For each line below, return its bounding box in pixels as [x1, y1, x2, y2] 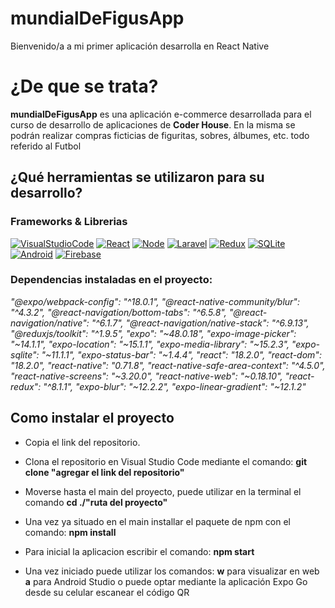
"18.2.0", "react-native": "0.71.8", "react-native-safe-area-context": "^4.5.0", [10, 359, 326, 371]
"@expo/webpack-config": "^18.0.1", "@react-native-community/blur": [10, 295, 300, 307]
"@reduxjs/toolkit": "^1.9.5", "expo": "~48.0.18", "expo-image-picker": [10, 327, 297, 339]
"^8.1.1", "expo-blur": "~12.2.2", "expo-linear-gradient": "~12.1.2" [43, 380, 307, 392]
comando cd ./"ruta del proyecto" [24, 496, 168, 508]
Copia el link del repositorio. [24, 436, 141, 448]
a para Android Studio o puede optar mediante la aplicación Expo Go [24, 575, 308, 587]
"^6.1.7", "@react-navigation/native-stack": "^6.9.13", [91, 317, 310, 329]
